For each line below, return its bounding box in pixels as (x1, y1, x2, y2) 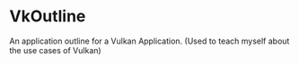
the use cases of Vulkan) (9, 44, 101, 55)
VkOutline (9, 6, 86, 27)
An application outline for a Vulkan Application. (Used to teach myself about (9, 36, 290, 46)
